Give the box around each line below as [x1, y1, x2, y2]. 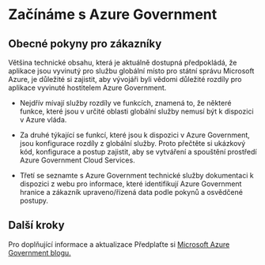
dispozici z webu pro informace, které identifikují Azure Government [19, 179, 242, 188]
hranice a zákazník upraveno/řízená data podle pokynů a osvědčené [19, 188, 244, 196]
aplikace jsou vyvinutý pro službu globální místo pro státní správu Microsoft [8, 66, 255, 76]
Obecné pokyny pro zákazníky [8, 37, 162, 50]
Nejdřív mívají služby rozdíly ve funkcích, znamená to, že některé [19, 99, 232, 107]
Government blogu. [8, 248, 71, 257]
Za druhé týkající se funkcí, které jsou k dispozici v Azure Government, [19, 130, 251, 140]
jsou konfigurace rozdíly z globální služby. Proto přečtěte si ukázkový [19, 139, 246, 147]
